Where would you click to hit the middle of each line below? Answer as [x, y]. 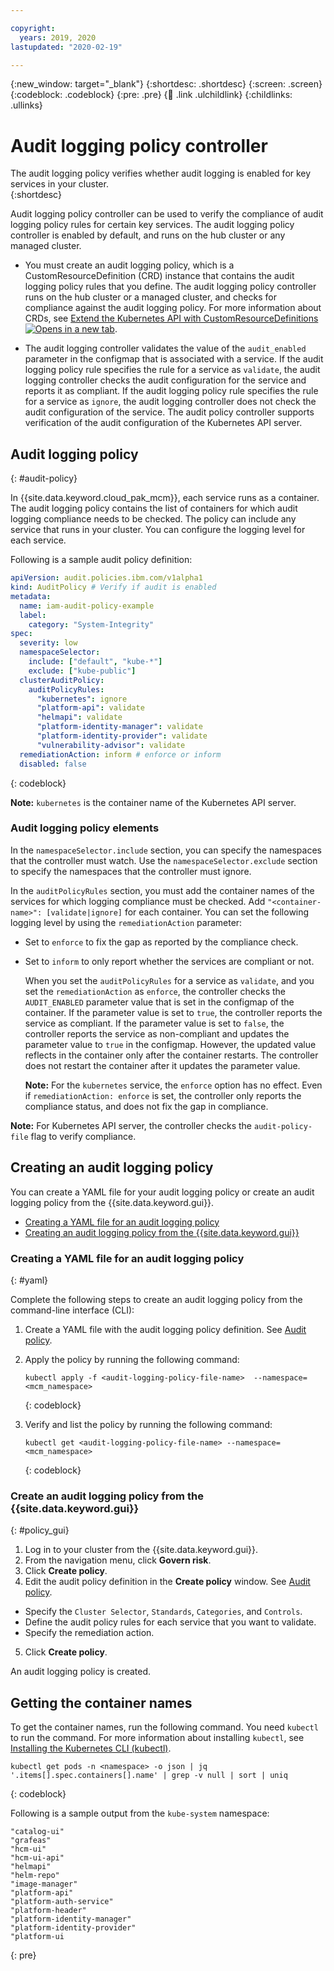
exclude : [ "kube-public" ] [82, 671]
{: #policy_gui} [40, 1530]
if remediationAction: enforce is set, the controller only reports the [163, 1095]
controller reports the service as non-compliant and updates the [157, 1033]
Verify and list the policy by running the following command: [148, 1424]
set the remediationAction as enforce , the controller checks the [155, 991]
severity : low [48, 643]
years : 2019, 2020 [58, 37]
